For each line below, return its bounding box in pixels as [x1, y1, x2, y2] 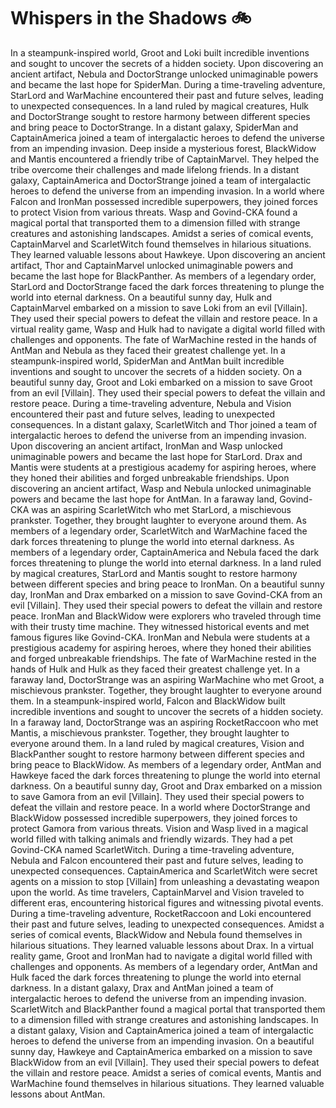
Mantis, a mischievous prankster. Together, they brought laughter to [10, 726, 290, 739]
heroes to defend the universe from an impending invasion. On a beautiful [10, 1035, 315, 1047]
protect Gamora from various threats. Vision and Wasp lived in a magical [10, 822, 309, 834]
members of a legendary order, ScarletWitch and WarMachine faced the [10, 525, 308, 537]
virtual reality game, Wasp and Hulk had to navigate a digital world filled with [10, 323, 326, 335]
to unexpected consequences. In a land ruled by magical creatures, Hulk [10, 100, 309, 112]
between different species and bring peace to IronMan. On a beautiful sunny [10, 578, 325, 590]
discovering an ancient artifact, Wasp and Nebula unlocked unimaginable [10, 482, 312, 494]
